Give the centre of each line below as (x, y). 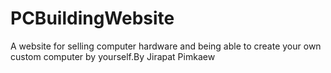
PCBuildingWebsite (92, 18)
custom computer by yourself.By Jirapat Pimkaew (113, 56)
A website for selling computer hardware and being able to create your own (166, 46)
